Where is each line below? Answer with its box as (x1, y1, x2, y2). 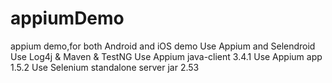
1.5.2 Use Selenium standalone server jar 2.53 (10, 61, 200, 73)
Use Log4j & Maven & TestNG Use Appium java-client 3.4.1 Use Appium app (10, 50, 323, 62)
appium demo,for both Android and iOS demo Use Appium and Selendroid (10, 40, 316, 52)
